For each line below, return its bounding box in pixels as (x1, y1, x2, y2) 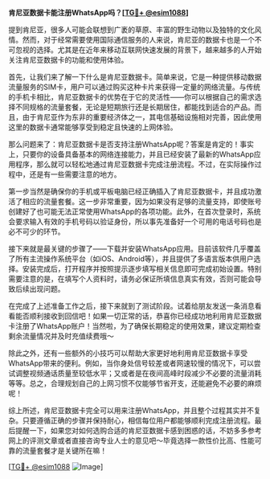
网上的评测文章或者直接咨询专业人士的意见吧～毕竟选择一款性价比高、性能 (8, 436, 255, 445)
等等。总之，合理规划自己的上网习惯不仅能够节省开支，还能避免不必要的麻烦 (8, 379, 262, 388)
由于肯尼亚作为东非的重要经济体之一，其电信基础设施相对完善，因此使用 (22, 113, 262, 121)
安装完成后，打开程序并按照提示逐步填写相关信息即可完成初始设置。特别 (22, 264, 262, 273)
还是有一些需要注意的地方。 (29, 170, 121, 179)
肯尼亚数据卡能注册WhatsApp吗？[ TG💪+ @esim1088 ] (8, 8, 189, 17)
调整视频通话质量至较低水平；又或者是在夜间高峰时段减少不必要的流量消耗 (14, 369, 262, 378)
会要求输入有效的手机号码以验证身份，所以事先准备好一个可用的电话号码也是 (8, 217, 262, 226)
